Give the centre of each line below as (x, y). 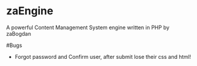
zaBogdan (19, 33)
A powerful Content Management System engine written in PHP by (88, 27)
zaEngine (30, 11)
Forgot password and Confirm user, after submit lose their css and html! (103, 56)
